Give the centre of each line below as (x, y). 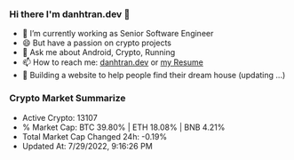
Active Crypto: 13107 (60, 117)
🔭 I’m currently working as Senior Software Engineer (118, 34)
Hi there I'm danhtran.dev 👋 (70, 14)
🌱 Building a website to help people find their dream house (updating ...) (154, 76)
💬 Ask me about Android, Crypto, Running (99, 52)
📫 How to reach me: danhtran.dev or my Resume (113, 62)
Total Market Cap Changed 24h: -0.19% (94, 136)
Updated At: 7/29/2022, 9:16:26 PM (87, 146)
